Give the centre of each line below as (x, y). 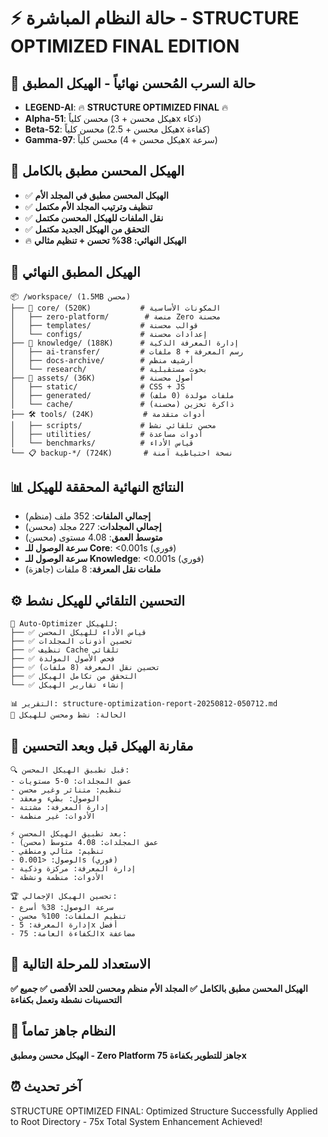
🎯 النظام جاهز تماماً (63, 1031)
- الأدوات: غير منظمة (53, 816)
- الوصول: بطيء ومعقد (55, 799)
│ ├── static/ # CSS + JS (98, 386)
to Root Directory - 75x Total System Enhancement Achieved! (136, 1121)
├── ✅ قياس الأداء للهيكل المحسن (78, 633)
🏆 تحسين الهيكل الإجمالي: (64, 896)
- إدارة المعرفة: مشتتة (60, 808)
